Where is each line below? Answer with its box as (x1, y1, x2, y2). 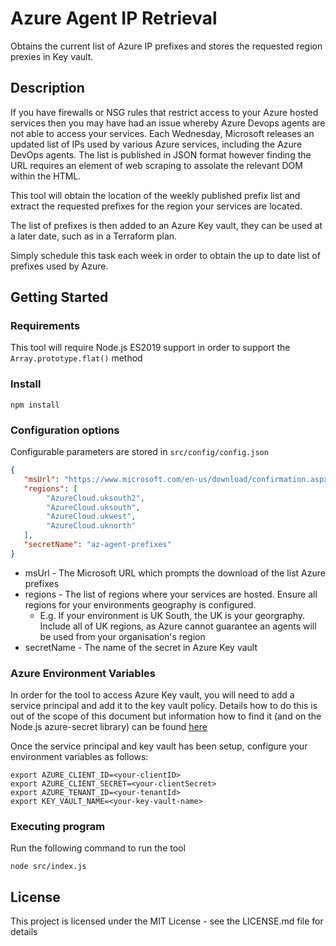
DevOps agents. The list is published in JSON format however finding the (10, 148, 312, 161)
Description (10, 80, 85, 97)
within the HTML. (10, 170, 82, 182)
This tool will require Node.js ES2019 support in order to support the (10, 342, 291, 354)
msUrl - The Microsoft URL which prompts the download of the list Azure (24, 567, 326, 579)
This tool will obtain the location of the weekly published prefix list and (10, 189, 301, 201)
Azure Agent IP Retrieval (10, 7, 218, 30)
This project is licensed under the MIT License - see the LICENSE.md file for (10, 915, 324, 927)
